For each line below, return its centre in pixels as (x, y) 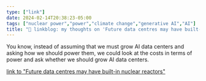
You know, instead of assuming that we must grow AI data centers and (95, 47)
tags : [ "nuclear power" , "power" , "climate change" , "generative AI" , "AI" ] (101, 23)
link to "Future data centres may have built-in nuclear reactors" (86, 72)
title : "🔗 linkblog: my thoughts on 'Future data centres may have (94, 29)
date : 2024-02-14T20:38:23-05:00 (49, 18)
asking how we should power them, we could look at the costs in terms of (99, 53)
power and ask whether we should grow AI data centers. (78, 60)
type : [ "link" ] (26, 12)
